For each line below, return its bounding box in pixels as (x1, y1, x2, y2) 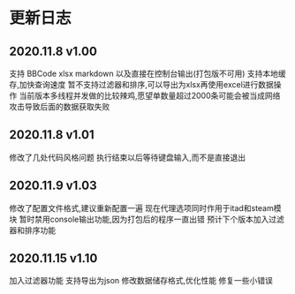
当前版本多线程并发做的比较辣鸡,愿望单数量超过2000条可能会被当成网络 (19, 90, 281, 101)
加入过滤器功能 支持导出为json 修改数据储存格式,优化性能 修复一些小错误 (9, 275, 274, 286)
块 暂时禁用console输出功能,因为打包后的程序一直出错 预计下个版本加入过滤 (9, 214, 284, 224)
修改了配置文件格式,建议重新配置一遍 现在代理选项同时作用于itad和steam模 (9, 202, 282, 213)
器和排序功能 (9, 224, 56, 235)
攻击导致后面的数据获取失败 (9, 102, 110, 111)
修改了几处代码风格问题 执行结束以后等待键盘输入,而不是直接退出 (9, 152, 246, 162)
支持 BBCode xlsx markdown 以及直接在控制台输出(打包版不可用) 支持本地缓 (9, 68, 287, 79)
